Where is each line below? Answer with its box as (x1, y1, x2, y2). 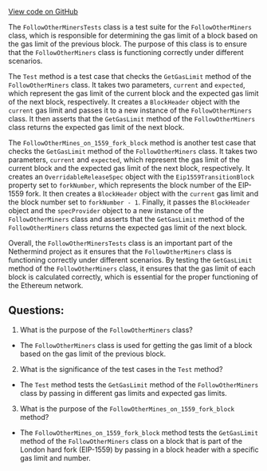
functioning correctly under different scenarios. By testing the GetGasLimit (8, 255, 253, 264)
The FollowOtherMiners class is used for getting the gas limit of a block (19, 340, 253, 350)
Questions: (8, 303, 65, 318)
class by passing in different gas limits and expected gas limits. (19, 388, 227, 398)
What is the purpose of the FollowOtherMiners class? (19, 325, 194, 334)
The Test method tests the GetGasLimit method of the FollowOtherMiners (19, 379, 259, 390)
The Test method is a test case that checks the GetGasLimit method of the (8, 72, 252, 81)
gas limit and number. (19, 453, 92, 462)
